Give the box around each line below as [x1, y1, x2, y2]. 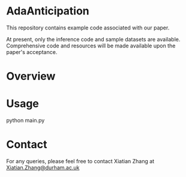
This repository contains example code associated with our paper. [6, 24, 170, 31]
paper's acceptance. [6, 48, 58, 55]
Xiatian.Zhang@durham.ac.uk [6, 164, 80, 171]
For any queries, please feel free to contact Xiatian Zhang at [6, 158, 155, 164]
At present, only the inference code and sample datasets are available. [6, 35, 181, 43]
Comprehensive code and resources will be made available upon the [6, 42, 176, 49]
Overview [6, 70, 56, 83]
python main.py [6, 117, 45, 124]
